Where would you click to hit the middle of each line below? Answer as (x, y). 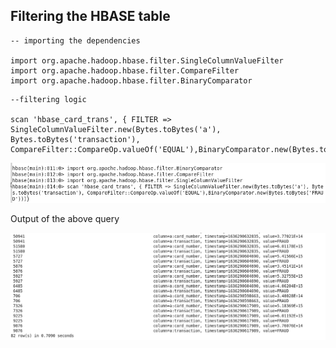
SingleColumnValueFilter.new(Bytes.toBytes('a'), (116, 129)
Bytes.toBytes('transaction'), (75, 139)
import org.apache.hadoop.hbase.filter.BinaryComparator (131, 80)
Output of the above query (65, 218)
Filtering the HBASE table (90, 16)
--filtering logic (48, 99)
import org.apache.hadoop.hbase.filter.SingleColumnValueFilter (147, 60)
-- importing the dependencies (75, 40)
